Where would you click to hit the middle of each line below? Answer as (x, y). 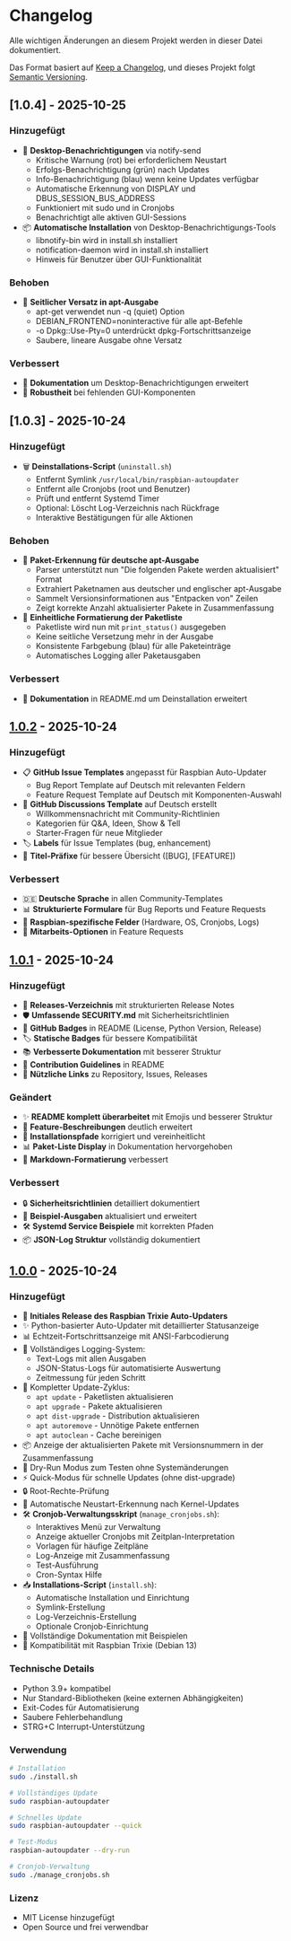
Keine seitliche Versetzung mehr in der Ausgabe (124, 637)
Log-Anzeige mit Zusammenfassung (103, 1556)
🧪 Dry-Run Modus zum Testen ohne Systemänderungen (125, 1468)
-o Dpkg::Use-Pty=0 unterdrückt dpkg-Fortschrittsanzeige (143, 330)
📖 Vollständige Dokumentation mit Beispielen (105, 1636)
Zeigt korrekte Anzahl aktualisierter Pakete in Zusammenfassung (155, 608)
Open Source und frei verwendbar (86, 1928)
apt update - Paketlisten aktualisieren (104, 1397)
